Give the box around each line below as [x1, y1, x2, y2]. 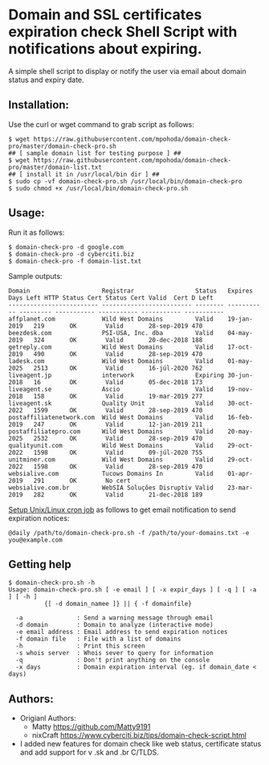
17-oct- [227, 343, 253, 351]
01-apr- [227, 469, 253, 477]
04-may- [227, 329, 253, 337]
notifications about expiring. [8, 40, 202, 58]
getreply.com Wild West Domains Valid [8, 343, 214, 351]
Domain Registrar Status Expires [8, 287, 253, 295]
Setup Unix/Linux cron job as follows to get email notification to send [8, 505, 236, 514]
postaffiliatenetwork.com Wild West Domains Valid [8, 413, 214, 421]
